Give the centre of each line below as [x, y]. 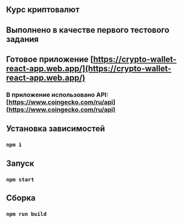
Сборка [21, 198]
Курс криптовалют [43, 10]
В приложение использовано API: [57, 95]
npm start [20, 179]
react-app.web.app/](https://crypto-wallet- [89, 69]
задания [23, 39]
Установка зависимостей [56, 129]
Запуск [20, 163]
